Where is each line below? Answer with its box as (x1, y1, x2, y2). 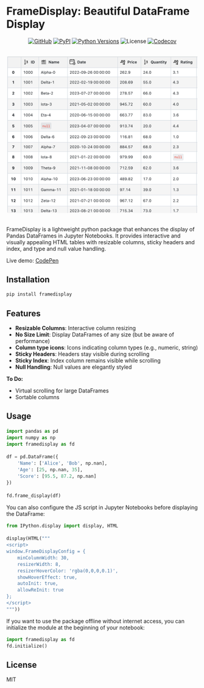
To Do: (6, 375, 23, 383)
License (6, 659, 37, 670)
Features (6, 308, 41, 319)
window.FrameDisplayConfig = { (6, 548, 86, 555)
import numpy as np (6, 435, 56, 441)
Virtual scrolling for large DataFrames (15, 387, 109, 394)
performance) (15, 338, 51, 345)
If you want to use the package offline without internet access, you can (6, 617, 185, 625)
